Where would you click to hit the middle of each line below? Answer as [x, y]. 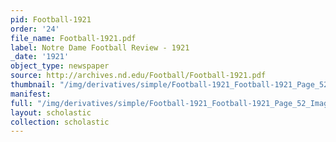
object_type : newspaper [60, 66]
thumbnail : [33, 85]
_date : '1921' [40, 57]
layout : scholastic [51, 112]
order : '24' [35, 29]
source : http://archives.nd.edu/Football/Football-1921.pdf [138, 76]
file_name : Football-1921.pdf [73, 38]
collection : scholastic [60, 122]
